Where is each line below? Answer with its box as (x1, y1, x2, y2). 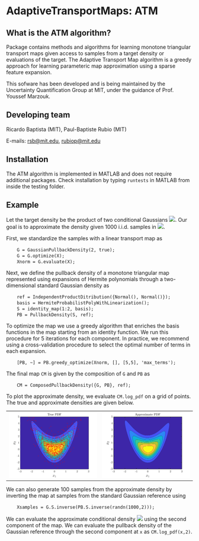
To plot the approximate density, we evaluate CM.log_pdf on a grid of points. (6, 393, 191, 400)
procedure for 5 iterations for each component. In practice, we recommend (6, 335, 190, 342)
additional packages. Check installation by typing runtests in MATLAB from (6, 176, 190, 183)
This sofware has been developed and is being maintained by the (6, 80, 166, 87)
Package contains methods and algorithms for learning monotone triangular (6, 43, 191, 50)
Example (6, 200, 39, 210)
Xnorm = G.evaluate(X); (17, 259, 76, 265)
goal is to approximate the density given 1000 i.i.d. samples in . (6, 224, 166, 231)
